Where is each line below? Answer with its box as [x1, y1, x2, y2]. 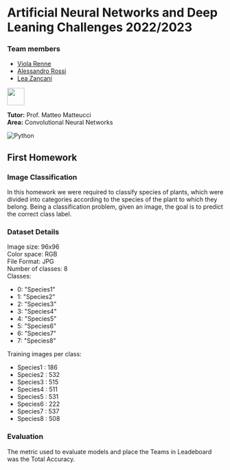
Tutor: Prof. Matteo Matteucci [7, 111, 91, 119]
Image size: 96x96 [7, 243, 60, 251]
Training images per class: [7, 350, 82, 358]
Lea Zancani [16, 74, 53, 83]
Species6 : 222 [16, 400, 60, 408]
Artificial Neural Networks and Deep [7, 5, 218, 21]
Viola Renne [16, 60, 51, 68]
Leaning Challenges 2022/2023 [7, 19, 193, 35]
